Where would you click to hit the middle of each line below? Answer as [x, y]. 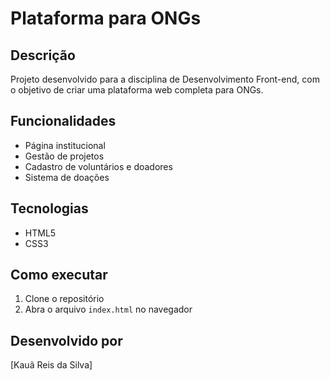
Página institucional [65, 145]
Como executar [59, 275]
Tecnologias [49, 208]
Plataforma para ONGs [106, 18]
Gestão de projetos [64, 156]
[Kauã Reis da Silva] [51, 365]
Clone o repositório [64, 299]
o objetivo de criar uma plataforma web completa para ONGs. [137, 90]
